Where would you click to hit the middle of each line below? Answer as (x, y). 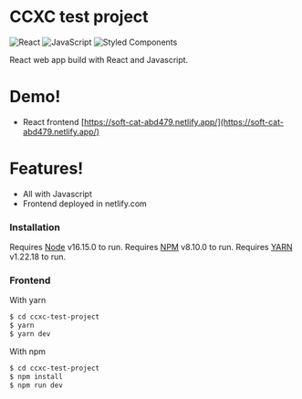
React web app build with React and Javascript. (99, 59)
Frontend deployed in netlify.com (85, 204)
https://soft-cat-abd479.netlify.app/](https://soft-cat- (184, 121)
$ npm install (36, 376)
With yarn (28, 300)
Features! (47, 168)
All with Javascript (57, 194)
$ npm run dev (36, 385)
